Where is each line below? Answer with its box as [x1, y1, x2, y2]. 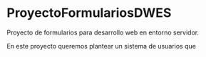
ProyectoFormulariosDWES [6, 5, 172, 21]
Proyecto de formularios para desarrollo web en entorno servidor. [6, 28, 200, 37]
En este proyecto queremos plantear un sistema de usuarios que [6, 42, 197, 50]
